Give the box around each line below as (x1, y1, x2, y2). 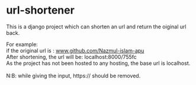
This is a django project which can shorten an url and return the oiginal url (6, 23, 187, 30)
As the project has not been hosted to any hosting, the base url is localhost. (6, 60, 191, 67)
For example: (6, 41, 38, 48)
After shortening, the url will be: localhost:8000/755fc (6, 53, 137, 60)
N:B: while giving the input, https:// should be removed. (6, 72, 141, 79)
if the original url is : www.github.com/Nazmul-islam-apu (6, 47, 144, 54)
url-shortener (6, 4, 75, 17)
